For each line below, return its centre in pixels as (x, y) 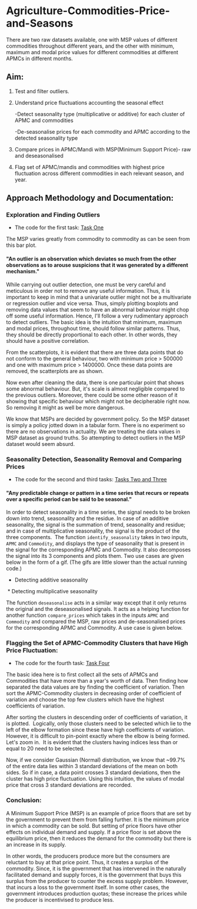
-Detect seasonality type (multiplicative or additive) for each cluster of (100, 114)
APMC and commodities (44, 120)
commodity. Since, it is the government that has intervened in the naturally (96, 868)
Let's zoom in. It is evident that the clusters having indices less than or (92, 742)
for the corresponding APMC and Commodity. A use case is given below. (94, 628)
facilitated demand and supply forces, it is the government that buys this (94, 875)
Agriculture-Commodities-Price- (88, 11)
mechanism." (23, 272)
